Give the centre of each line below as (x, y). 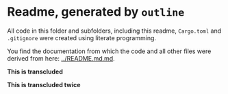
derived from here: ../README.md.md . (61, 58)
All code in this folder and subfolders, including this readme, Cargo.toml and (114, 31)
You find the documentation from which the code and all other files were (109, 51)
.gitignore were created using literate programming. (81, 37)
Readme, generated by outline (96, 12)
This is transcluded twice (44, 84)
